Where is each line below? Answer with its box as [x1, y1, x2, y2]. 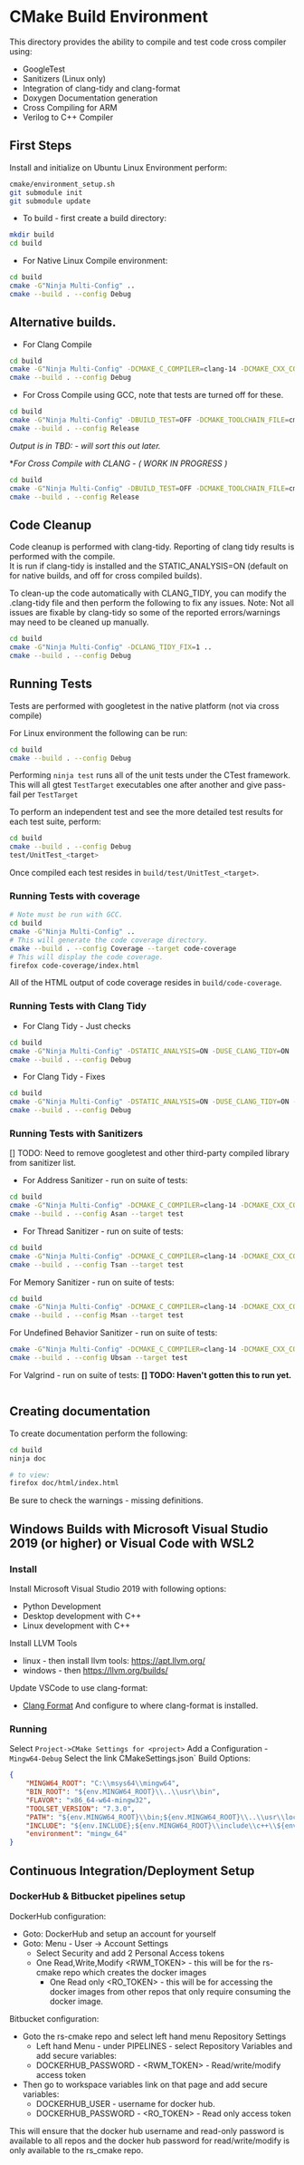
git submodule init [9, 188, 83, 197]
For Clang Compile [22, 338, 92, 350]
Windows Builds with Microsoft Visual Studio [9, 1521, 269, 1537]
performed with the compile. [9, 551, 116, 562]
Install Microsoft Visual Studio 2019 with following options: [9, 1583, 227, 1594]
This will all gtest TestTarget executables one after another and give [9, 780, 262, 791]
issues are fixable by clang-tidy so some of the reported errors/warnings [9, 607, 280, 618]
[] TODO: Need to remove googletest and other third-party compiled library [9, 1148, 290, 1159]
